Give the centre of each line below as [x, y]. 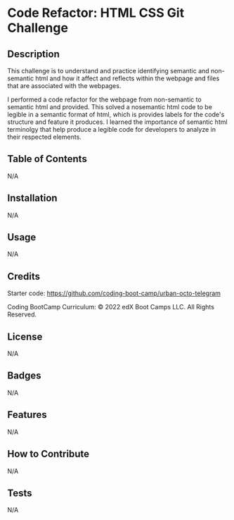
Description [33, 54]
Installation [32, 198]
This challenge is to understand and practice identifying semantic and [108, 71]
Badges [24, 376]
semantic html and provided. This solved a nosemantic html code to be [110, 107]
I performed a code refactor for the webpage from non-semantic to [104, 99]
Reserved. [22, 314]
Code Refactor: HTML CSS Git [96, 13]
